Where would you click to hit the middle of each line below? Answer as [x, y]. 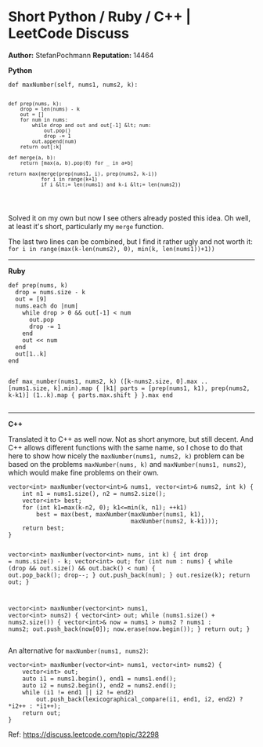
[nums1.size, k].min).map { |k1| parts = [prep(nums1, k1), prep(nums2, [129, 388]
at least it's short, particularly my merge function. [86, 226]
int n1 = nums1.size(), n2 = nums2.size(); [94, 494]
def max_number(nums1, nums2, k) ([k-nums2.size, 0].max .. [108, 381]
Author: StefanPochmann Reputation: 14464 [81, 55]
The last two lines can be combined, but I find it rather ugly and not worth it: [130, 241]
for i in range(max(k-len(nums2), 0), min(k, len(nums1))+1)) [112, 249]
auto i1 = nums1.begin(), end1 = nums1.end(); [99, 679]
